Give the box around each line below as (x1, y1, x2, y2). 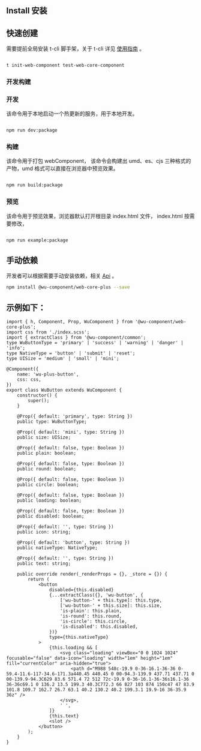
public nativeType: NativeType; (17, 545, 98, 551)
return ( (28, 576, 50, 583)
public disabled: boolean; (17, 513, 85, 520)
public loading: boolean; (17, 497, 82, 503)
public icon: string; (17, 529, 71, 535)
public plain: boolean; (17, 450, 77, 457)
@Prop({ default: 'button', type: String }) (17, 540, 130, 546)
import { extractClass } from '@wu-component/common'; (6, 335, 146, 341)
